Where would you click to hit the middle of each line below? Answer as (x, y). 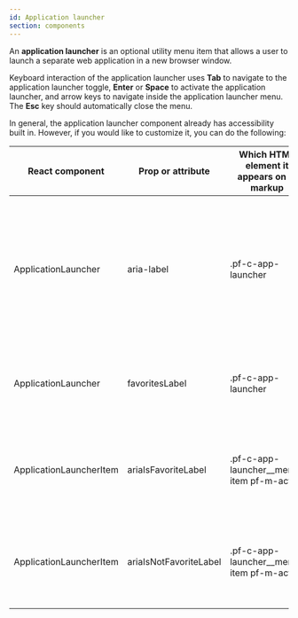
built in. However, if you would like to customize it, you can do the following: (148, 132)
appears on (262, 176)
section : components (47, 26)
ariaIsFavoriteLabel (167, 469)
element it (267, 165)
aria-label (148, 269)
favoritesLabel (157, 383)
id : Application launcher (57, 17)
